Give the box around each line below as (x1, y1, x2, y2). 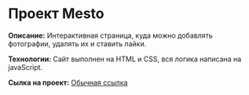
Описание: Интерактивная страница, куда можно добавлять (8, 31, 214, 40)
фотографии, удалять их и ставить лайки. (8, 38, 147, 48)
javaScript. (8, 62, 43, 71)
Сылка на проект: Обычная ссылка (8, 78, 128, 87)
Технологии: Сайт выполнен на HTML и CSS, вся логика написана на (8, 54, 242, 64)
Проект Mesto (8, 5, 104, 23)
